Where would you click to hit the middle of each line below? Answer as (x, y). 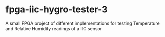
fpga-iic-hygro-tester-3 (56, 9)
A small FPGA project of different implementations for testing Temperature (83, 23)
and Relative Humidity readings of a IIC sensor (54, 28)
